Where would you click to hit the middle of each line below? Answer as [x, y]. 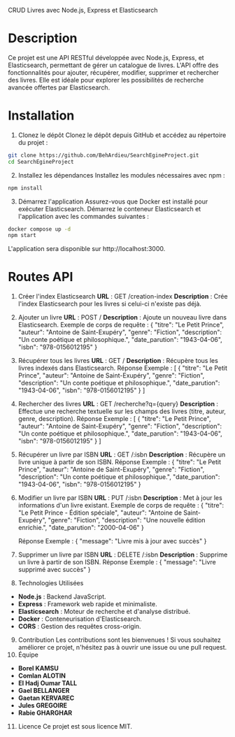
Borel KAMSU [38, 668]
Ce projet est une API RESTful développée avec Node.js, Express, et [106, 57]
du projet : [33, 142]
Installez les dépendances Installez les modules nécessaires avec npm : [122, 175]
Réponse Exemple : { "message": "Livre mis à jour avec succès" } [112, 541]
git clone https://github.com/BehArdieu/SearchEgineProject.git [104, 155]
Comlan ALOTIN [42, 676]
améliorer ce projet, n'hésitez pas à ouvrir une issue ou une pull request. [122, 647]
